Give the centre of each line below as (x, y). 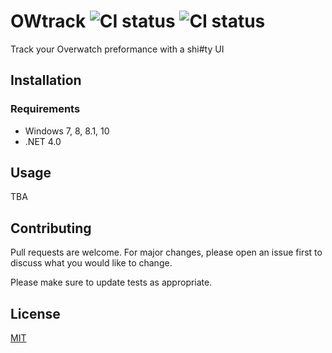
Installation (46, 80)
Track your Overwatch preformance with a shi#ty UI (117, 49)
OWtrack (48, 21)
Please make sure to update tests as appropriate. (111, 282)
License (35, 313)
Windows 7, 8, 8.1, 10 (67, 131)
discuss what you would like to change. (91, 263)
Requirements (45, 109)
